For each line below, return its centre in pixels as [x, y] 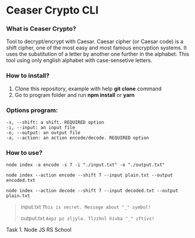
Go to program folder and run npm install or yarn [74, 94]
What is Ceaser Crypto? [41, 29]
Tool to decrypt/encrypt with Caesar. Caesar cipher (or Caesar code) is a [95, 41]
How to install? [28, 76]
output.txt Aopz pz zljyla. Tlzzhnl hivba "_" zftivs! [87, 219]
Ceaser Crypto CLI [52, 10]
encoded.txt [21, 181]
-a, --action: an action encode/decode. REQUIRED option [78, 138]
